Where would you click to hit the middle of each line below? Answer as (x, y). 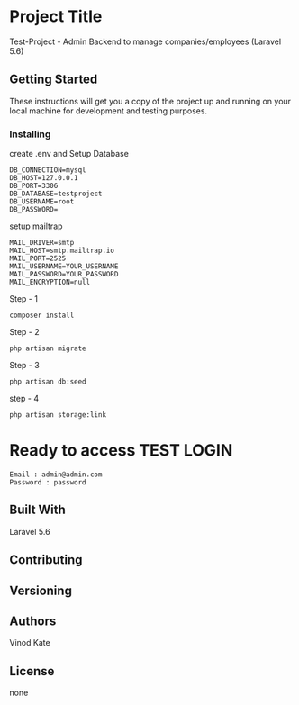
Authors (33, 621)
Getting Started (54, 80)
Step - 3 (25, 366)
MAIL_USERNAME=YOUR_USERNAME (64, 267)
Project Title (56, 17)
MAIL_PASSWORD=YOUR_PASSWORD (64, 275)
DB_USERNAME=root (42, 202)
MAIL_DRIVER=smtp (42, 243)
